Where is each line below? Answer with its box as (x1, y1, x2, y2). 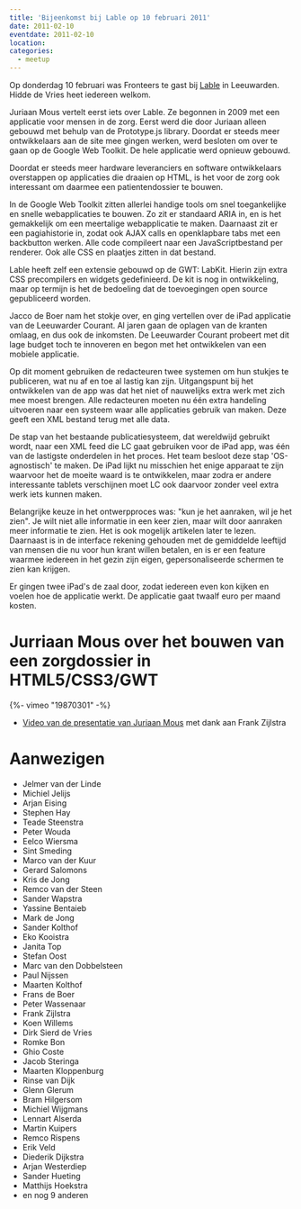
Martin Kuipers (22, 1123, 77, 1133)
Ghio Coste (22, 1046, 65, 1057)
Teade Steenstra (22, 817, 84, 827)
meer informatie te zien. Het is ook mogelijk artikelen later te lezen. (9, 526, 257, 536)
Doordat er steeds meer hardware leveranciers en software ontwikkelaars (9, 163, 282, 173)
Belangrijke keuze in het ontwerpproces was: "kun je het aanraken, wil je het (9, 506, 292, 517)
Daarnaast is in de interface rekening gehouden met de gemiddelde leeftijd (9, 535, 287, 546)
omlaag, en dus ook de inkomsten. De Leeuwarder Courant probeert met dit (9, 329, 290, 340)
